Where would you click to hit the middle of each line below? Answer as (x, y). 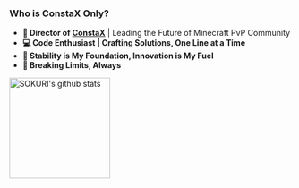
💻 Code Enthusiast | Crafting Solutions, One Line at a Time (134, 43)
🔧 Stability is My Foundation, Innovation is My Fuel (118, 56)
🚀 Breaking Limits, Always (72, 65)
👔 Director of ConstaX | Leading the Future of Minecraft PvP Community (156, 33)
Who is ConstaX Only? (59, 13)
